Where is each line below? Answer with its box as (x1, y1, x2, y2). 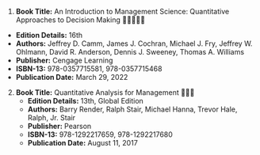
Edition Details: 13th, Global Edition (27, 96, 144, 105)
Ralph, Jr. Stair (27, 113, 76, 122)
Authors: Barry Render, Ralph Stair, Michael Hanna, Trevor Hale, (27, 104, 238, 114)
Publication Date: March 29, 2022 (15, 73, 128, 81)
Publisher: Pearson (27, 122, 92, 130)
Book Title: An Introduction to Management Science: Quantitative (15, 7, 230, 16)
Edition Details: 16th (15, 31, 83, 40)
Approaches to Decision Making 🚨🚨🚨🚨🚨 (15, 15, 145, 25)
